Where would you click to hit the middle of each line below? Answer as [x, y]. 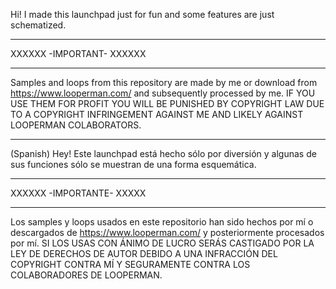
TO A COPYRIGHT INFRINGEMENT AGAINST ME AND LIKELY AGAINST [157, 114]
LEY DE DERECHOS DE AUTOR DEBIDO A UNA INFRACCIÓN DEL [144, 253]
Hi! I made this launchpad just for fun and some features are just [142, 14]
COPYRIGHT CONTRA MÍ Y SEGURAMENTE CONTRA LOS [130, 264]
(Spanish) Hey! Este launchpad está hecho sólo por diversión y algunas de [163, 153]
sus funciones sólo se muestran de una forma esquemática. [133, 164]
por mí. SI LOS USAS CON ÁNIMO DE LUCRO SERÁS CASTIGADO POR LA [162, 243]
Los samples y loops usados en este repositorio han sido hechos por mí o [162, 222]
